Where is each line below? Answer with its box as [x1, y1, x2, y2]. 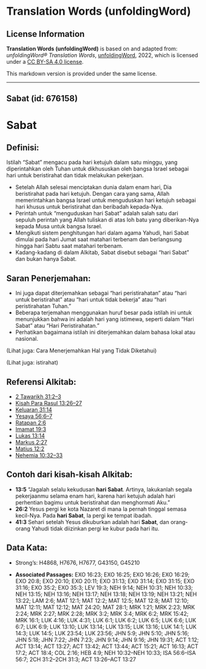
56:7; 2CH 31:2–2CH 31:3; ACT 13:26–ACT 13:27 [15, 655, 136, 663]
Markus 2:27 [15, 439, 48, 446]
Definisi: [6, 142, 40, 153]
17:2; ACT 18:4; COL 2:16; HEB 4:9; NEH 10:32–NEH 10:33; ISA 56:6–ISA [15, 649, 196, 656]
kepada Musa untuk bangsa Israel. [15, 223, 102, 230]
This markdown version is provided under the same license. [6, 70, 158, 77]
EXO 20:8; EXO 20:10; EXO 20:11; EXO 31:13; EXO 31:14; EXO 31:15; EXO [15, 577, 195, 584]
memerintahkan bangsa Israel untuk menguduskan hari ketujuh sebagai [15, 196, 196, 204]
